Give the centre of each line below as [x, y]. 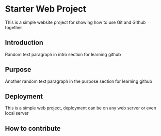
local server [17, 113]
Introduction [24, 43]
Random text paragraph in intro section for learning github [63, 54]
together [14, 27]
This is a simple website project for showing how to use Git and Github [75, 22]
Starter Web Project [46, 9]
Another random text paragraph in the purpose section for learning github [79, 81]
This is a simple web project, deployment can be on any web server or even [81, 108]
